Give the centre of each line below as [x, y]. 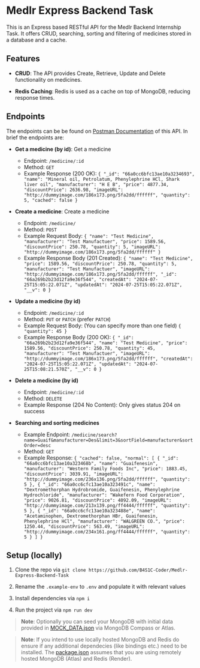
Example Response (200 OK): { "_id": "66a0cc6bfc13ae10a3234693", [109, 173]
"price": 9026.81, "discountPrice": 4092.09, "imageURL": [98, 500]
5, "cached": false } [51, 200]
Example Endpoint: [47, 434]
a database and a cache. [37, 40]
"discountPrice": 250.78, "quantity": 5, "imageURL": [92, 247]
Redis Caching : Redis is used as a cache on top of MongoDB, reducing [102, 91]
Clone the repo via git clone [50, 570]
